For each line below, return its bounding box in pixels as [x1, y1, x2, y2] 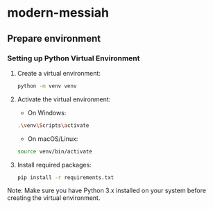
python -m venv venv [17, 82, 77, 90]
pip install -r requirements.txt [17, 174, 114, 181]
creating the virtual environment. [7, 194, 101, 202]
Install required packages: [17, 160, 92, 169]
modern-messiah [7, 5, 110, 21]
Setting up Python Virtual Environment [7, 53, 140, 63]
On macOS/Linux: [27, 134, 78, 143]
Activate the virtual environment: [17, 95, 111, 103]
